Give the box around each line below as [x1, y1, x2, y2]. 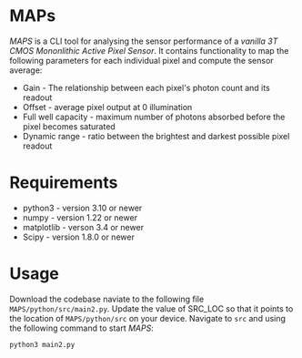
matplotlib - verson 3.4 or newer [22, 221, 144, 232]
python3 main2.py [9, 340, 75, 349]
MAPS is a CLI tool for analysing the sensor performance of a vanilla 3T [9, 36, 278, 46]
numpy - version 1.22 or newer [22, 211, 138, 223]
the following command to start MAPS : [9, 322, 155, 333]
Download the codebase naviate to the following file [9, 293, 205, 304]
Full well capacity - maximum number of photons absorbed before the [22, 111, 286, 122]
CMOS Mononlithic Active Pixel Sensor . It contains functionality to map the [9, 45, 289, 56]
